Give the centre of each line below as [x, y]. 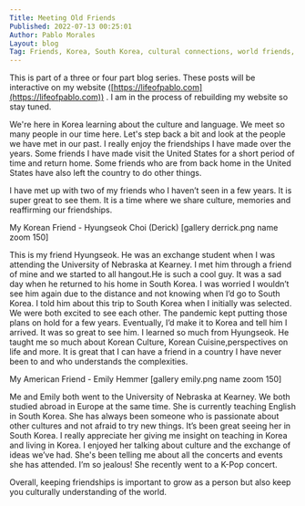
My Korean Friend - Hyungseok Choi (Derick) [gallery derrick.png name [144, 228]
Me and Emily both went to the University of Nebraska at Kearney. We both [150, 397]
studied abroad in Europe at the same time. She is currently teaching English [152, 407]
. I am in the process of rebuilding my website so [197, 98]
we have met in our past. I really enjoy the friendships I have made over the [150, 144]
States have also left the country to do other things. [106, 173]
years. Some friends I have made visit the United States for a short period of [152, 154]
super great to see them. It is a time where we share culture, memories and [150, 201]
